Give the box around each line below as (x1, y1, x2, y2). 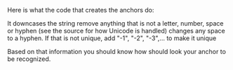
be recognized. (7, 55, 51, 63)
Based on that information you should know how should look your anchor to (7, 48, 227, 55)
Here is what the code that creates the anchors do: (7, 6, 154, 14)
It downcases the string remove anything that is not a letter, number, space (7, 19, 224, 27)
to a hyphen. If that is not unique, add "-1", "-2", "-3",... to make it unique (7, 34, 217, 42)
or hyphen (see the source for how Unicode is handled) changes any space (7, 27, 226, 35)
